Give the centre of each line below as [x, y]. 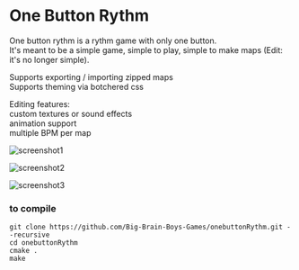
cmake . [24, 251]
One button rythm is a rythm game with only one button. [113, 40]
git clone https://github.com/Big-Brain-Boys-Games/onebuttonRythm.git [146, 227]
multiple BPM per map [50, 132]
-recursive [30, 235]
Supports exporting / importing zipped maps [91, 76]
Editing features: [40, 103]
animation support [43, 123]
